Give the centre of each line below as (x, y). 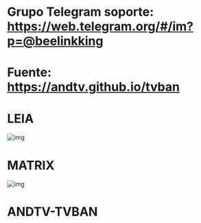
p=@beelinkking (55, 41)
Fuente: (29, 72)
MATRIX (31, 165)
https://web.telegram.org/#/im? (100, 26)
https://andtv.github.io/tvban (94, 87)
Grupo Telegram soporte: (81, 12)
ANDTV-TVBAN (52, 212)
